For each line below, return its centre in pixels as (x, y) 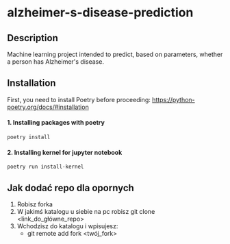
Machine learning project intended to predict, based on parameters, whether (115, 54)
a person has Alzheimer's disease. (56, 62)
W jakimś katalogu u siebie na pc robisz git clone (86, 212)
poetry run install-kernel (46, 167)
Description (33, 38)
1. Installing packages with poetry (56, 123)
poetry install (29, 137)
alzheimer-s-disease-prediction (100, 13)
